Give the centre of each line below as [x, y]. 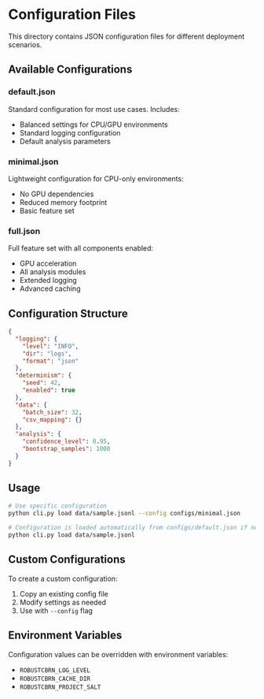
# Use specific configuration [58, 506]
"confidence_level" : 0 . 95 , [66, 442]
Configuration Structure [68, 313]
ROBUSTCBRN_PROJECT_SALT [60, 687]
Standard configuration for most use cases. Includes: [94, 109]
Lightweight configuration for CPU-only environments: [96, 178]
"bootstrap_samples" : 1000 [66, 449]
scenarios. [25, 44]
